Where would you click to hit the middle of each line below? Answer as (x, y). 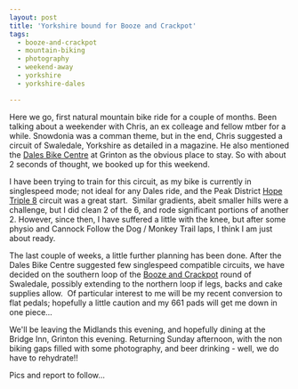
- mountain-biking (52, 51)
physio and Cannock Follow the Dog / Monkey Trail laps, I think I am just (141, 229)
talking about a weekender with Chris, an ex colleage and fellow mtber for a (148, 126)
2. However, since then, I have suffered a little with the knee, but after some (148, 219)
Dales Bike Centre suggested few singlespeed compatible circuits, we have (147, 264)
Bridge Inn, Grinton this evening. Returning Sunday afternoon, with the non (146, 338)
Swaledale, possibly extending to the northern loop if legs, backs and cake (146, 284)
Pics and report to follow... (57, 375)
